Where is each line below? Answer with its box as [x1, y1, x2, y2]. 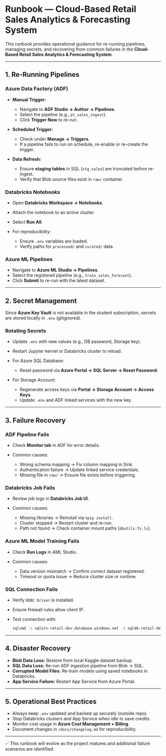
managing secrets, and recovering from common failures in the [5, 46, 133, 52]
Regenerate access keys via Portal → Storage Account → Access [19, 386, 154, 392]
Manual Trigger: [12, 97, 46, 103]
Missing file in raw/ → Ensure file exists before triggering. [19, 472, 136, 478]
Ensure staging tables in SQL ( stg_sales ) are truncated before [19, 165, 147, 171]
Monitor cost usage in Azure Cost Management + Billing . [12, 721, 130, 727]
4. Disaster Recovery [5, 644, 71, 652]
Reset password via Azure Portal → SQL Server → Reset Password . [19, 368, 159, 374]
